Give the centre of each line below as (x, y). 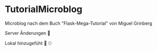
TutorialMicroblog (44, 9)
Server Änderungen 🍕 (28, 33)
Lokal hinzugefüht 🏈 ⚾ (28, 43)
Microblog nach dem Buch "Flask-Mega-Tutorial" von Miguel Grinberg (78, 23)
